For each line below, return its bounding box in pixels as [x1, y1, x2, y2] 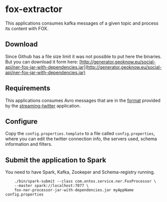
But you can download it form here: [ [5, 59, 81, 65]
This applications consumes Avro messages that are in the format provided [5, 97, 161, 104]
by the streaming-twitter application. [5, 103, 81, 109]
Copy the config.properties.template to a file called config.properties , [5, 131, 155, 137]
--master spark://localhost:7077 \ [14, 183, 89, 188]
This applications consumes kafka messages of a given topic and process [5, 20, 158, 26]
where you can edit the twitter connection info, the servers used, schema [5, 136, 157, 142]
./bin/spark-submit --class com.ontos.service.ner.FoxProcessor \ [14, 179, 156, 184]
